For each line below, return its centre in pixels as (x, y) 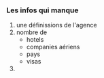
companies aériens (53, 47)
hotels (35, 40)
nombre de (32, 32)
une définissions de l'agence (56, 25)
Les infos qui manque (42, 10)
